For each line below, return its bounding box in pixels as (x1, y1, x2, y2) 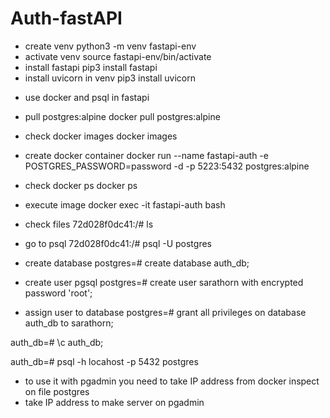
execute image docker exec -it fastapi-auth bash (24, 198, 226, 211)
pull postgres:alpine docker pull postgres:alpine (24, 110, 221, 122)
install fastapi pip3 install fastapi (24, 61, 158, 73)
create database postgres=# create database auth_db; (24, 257, 250, 269)
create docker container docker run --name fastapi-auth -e (24, 149, 269, 161)
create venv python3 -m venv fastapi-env (24, 40, 197, 52)
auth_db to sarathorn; (24, 317, 114, 329)
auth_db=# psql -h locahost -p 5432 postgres (10, 355, 199, 367)
